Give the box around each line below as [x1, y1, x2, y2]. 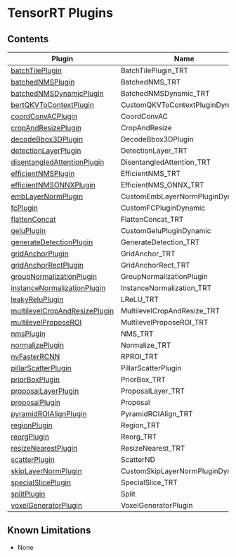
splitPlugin [11, 489, 46, 499]
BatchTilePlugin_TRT [120, 65, 188, 75]
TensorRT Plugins [7, 5, 114, 21]
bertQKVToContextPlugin [11, 100, 95, 110]
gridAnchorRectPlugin [11, 261, 84, 270]
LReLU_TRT [120, 294, 159, 304]
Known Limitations [7, 525, 91, 537]
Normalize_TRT [120, 340, 171, 350]
